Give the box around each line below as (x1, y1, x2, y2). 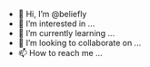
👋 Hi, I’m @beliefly (17, 9, 87, 19)
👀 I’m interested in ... (17, 18, 95, 29)
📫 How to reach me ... (17, 48, 103, 58)
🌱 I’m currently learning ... (17, 28, 115, 38)
